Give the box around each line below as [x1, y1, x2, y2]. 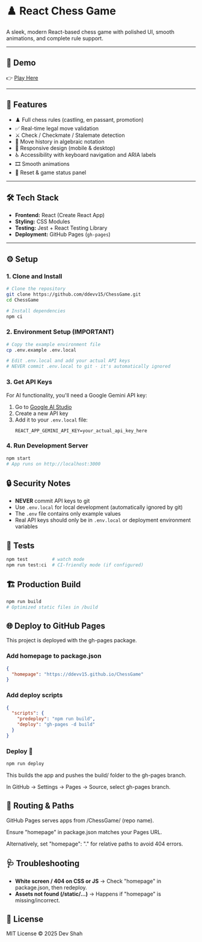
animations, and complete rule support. [6, 34, 103, 42]
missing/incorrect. [14, 896, 60, 904]
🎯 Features [6, 100, 47, 110]
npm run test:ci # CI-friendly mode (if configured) [6, 562, 144, 568]
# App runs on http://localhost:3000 [6, 461, 101, 467]
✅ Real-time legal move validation [14, 124, 99, 132]
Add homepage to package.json [6, 652, 102, 660]
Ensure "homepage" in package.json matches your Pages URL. [6, 828, 162, 835]
